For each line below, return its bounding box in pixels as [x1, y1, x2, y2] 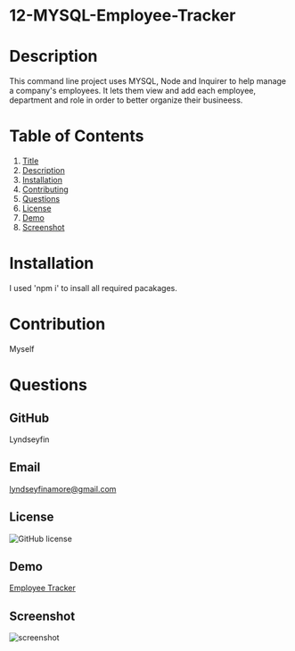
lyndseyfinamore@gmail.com [9, 483, 117, 494]
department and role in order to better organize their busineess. [9, 95, 243, 105]
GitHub [9, 410, 50, 425]
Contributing [21, 184, 69, 195]
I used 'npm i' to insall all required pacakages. [9, 283, 178, 293]
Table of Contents [9, 126, 144, 146]
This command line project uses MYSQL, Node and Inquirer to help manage [9, 76, 287, 87]
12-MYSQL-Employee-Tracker [9, 5, 236, 26]
